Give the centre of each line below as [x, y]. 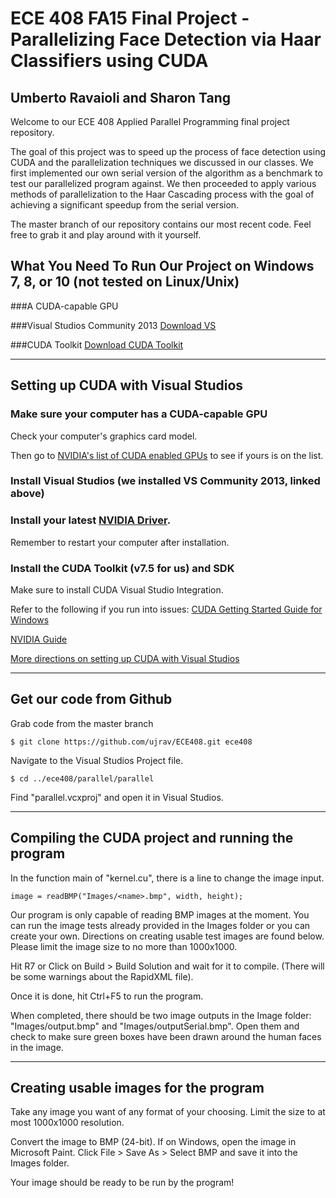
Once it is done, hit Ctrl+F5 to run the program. [107, 996]
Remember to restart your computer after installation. [120, 542]
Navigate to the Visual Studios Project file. [97, 760]
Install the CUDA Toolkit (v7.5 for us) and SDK [122, 568]
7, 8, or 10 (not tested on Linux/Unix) [125, 282]
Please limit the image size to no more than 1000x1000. [124, 946]
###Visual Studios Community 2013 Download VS [113, 325]
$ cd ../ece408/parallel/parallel [82, 778]
